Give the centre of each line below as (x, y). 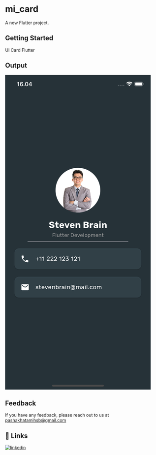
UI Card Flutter (20, 50)
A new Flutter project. (27, 23)
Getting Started (29, 38)
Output (16, 66)
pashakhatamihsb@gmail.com (36, 420)
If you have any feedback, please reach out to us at (57, 415)
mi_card (22, 9)
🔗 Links (16, 436)
